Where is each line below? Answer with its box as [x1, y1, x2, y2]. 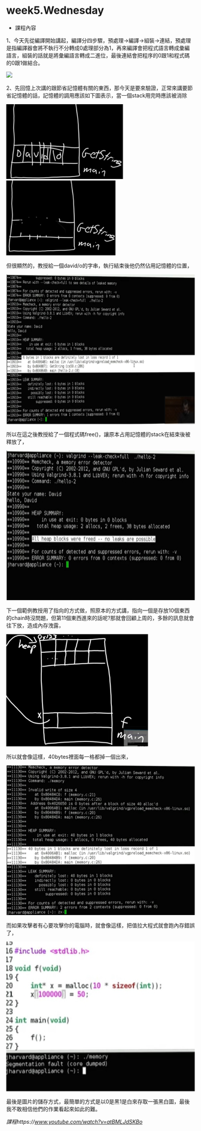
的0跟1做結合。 [6, 59, 44, 66]
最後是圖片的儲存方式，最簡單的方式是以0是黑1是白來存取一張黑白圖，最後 [6, 1097, 190, 1105]
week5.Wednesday [6, 4, 105, 17]
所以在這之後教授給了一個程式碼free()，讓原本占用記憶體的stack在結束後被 [6, 430, 191, 437]
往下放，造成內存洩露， [6, 622, 64, 629]
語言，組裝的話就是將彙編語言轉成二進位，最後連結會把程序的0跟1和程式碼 [6, 51, 190, 59]
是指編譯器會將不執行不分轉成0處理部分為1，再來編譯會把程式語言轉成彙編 [6, 44, 190, 51]
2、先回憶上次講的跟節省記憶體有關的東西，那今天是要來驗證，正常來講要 [6, 84, 188, 92]
